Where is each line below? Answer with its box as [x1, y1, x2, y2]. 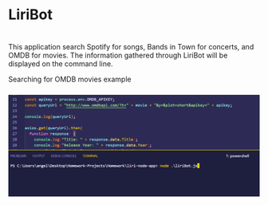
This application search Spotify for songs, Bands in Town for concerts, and [8, 42, 254, 52]
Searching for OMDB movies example [8, 74, 132, 85]
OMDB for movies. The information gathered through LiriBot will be [8, 50, 228, 61]
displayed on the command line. [8, 59, 113, 69]
